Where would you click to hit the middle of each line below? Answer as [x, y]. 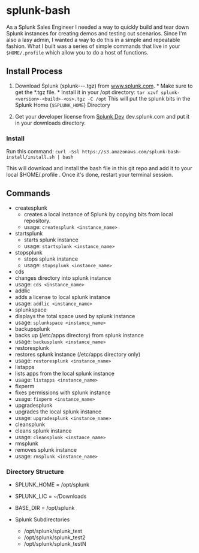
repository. [37, 220]
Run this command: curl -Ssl [43, 152]
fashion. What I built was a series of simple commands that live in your [93, 46]
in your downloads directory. [50, 123]
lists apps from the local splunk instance [65, 373]
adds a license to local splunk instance [63, 297]
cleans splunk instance [43, 430]
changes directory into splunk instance [63, 278]
